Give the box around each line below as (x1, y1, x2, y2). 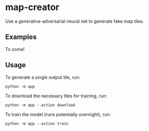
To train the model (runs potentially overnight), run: (5, 111, 111, 117)
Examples (5, 33, 37, 41)
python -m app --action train (5, 121, 69, 126)
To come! (5, 46, 25, 52)
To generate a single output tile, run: (5, 74, 81, 80)
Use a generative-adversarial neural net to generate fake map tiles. (5, 18, 144, 24)
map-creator (5, 2, 59, 13)
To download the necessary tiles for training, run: (5, 93, 107, 99)
